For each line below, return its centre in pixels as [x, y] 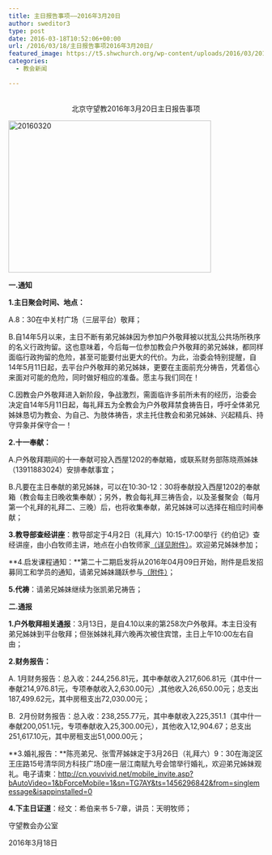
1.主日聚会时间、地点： [47, 302]
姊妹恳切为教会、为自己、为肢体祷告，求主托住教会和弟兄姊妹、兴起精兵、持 [136, 415]
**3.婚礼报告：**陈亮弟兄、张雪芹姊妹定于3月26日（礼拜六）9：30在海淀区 [136, 753]
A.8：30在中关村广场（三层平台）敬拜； [75, 319]
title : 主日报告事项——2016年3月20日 [65, 16]
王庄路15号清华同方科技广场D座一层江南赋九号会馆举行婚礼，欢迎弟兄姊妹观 [135, 763]
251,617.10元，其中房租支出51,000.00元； [77, 736]
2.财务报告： [30, 661]
